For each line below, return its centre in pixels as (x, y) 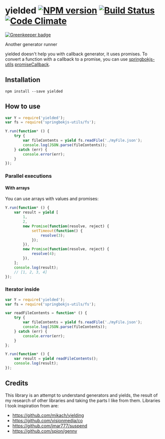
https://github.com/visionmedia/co (47, 420)
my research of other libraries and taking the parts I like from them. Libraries (83, 400)
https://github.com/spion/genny (45, 431)
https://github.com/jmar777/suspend (50, 426)
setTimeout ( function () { (57, 231)
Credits (17, 383)
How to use (23, 106)
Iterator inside (22, 289)
